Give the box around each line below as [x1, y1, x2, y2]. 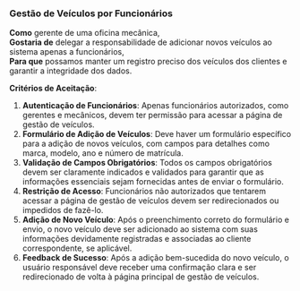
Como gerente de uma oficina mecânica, [9, 28, 160, 39]
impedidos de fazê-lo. [21, 205, 104, 216]
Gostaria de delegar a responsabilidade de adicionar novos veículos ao [9, 37, 273, 47]
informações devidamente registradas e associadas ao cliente [21, 234, 252, 244]
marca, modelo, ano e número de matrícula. [21, 148, 184, 158]
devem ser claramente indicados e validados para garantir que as [21, 167, 264, 177]
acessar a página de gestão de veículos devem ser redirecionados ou [21, 195, 279, 206]
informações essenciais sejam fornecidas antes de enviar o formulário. [21, 176, 285, 187]
